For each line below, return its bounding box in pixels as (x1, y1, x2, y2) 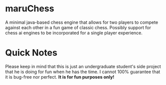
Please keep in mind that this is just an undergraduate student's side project (5, 63, 161, 69)
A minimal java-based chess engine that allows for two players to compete (5, 19, 159, 25)
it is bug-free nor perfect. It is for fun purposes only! (5, 74, 115, 80)
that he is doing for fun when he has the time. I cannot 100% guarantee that (5, 69, 161, 75)
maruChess (5, 3, 54, 14)
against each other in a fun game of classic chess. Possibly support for (5, 24, 151, 30)
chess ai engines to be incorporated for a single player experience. (5, 30, 143, 36)
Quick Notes (5, 47, 57, 58)
